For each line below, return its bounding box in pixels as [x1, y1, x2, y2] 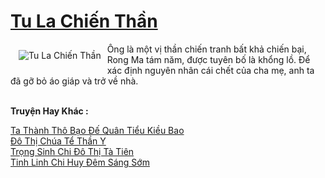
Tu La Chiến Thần [10, 10, 158, 33]
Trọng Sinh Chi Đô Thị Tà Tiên [10, 145, 135, 157]
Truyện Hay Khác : [10, 105, 89, 117]
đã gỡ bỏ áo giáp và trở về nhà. [10, 75, 139, 87]
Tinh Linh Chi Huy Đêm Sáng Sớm [10, 156, 150, 168]
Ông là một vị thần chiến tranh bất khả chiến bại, [106, 43, 307, 55]
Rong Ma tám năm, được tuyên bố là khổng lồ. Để [106, 53, 311, 65]
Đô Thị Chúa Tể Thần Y [10, 135, 107, 147]
